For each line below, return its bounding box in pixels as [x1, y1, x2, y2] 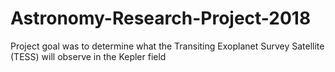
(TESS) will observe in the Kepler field [10, 50, 167, 62]
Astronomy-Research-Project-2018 [10, 7, 312, 30]
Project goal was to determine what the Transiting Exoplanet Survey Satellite [10, 40, 325, 52]
